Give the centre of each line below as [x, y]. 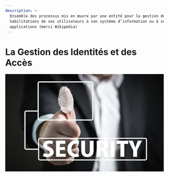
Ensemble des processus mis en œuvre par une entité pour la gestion [84, 16]
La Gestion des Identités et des [71, 52]
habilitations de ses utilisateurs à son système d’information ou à [84, 21]
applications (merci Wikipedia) [44, 27]
